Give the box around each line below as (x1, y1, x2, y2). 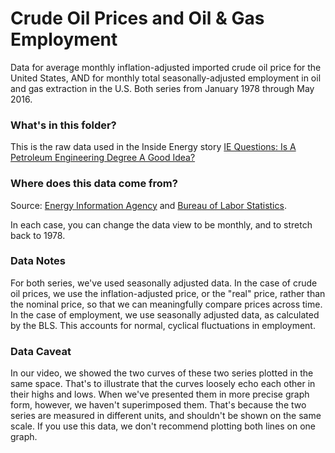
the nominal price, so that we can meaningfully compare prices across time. (10, 298, 323, 310)
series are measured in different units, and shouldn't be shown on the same (10, 410, 322, 422)
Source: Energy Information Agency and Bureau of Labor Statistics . (10, 199, 287, 211)
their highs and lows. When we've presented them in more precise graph (10, 388, 310, 401)
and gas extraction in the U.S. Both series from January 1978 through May (10, 82, 315, 94)
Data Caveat (10, 344, 72, 358)
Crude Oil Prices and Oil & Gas (10, 7, 265, 30)
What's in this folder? (10, 118, 117, 132)
